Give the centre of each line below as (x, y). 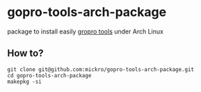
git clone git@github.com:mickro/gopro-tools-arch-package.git (101, 69)
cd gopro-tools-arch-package (49, 75)
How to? (25, 53)
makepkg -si (24, 82)
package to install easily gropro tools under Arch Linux (85, 31)
